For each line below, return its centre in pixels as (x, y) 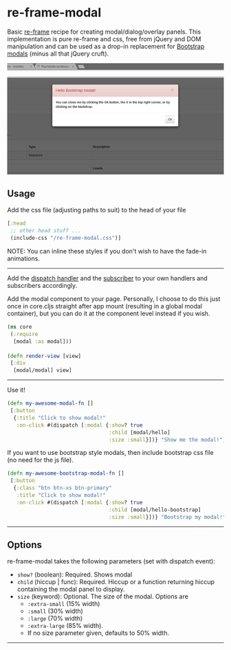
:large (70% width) (55, 618)
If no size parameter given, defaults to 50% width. (98, 633)
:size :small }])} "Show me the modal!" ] (167, 440)
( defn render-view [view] (44, 356)
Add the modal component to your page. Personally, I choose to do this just (114, 299)
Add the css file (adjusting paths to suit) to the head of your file (97, 210)
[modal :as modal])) (43, 341)
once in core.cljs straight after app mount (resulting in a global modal (105, 306)
